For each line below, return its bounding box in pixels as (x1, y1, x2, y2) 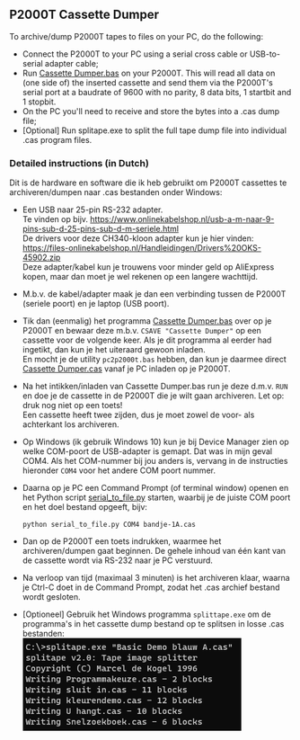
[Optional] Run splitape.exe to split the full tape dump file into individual (22, 125, 287, 136)
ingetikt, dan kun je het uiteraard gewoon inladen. (22, 344, 207, 355)
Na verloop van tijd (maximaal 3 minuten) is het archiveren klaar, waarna (22, 573, 290, 584)
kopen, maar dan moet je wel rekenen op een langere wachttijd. (22, 272, 259, 282)
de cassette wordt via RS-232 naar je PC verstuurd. (22, 555, 214, 566)
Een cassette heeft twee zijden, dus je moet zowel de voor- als (22, 409, 255, 421)
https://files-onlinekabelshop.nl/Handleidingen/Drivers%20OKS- (22, 243, 262, 254)
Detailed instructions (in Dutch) (9, 156, 150, 169)
